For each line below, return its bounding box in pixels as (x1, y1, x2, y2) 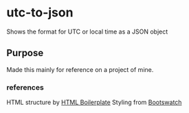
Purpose (6, 47, 44, 59)
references (6, 82, 44, 92)
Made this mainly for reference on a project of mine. (6, 65, 154, 73)
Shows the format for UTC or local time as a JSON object (6, 27, 168, 36)
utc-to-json (6, 5, 74, 21)
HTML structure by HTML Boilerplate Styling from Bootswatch (6, 98, 182, 107)
